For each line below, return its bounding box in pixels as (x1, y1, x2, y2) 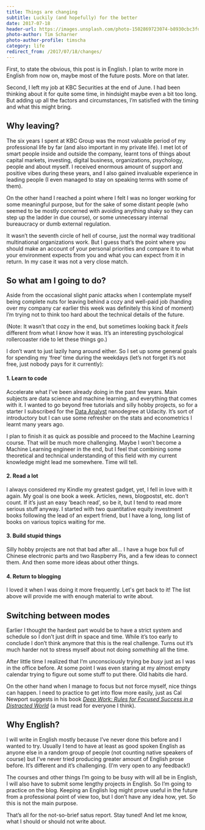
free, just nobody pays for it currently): (6, 360, 104, 368)
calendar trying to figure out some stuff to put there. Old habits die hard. (6, 671, 188, 678)
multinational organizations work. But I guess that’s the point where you (6, 238, 186, 246)
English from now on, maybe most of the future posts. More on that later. (6, 71, 189, 79)
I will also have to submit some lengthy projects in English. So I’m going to (6, 780, 192, 787)
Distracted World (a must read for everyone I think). (6, 702, 136, 709)
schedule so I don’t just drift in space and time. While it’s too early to (6, 633, 178, 640)
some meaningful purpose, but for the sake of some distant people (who (6, 201, 189, 208)
